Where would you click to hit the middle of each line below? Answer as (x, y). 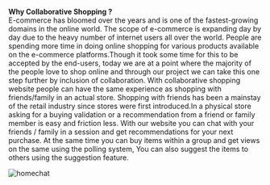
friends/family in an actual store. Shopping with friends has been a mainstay (135, 97)
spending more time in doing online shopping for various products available (134, 46)
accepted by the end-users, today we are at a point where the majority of (130, 63)
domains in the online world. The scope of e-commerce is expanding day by (135, 29)
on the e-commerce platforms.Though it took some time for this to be (123, 55)
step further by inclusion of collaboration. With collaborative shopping (124, 80)
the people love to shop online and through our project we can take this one (134, 71)
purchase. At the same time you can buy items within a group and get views (134, 140)
